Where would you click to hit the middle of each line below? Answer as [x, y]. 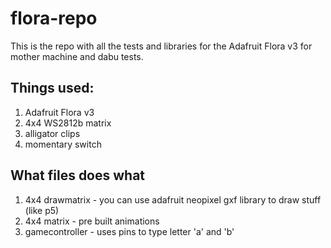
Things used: [52, 88]
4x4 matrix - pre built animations [92, 221]
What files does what [78, 175]
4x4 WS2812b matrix [68, 123]
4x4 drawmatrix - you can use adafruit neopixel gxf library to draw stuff [173, 199]
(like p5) [42, 210]
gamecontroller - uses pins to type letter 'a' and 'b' [129, 231]
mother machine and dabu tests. [77, 56]
